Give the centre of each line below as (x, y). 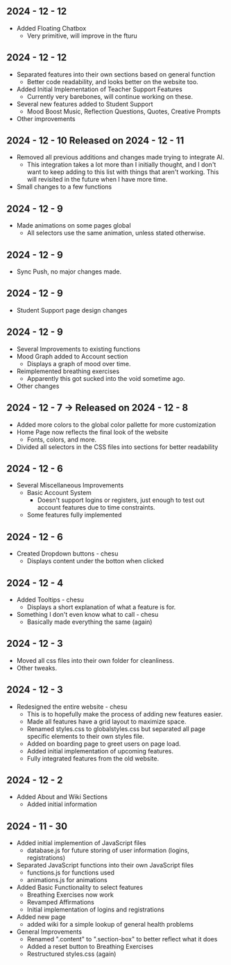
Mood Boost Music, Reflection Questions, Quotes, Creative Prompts (124, 111)
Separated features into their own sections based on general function (116, 74)
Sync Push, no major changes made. (69, 272)
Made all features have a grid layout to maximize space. (106, 721)
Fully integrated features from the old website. (93, 758)
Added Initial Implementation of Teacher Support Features (100, 89)
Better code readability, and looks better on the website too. (112, 81)
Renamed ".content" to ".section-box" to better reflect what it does (122, 939)
